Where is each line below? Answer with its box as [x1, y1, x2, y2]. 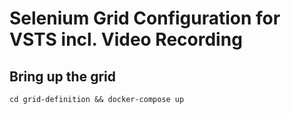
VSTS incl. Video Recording [9, 28, 243, 51]
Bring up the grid [9, 68, 116, 85]
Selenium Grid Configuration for [9, 7, 281, 30]
